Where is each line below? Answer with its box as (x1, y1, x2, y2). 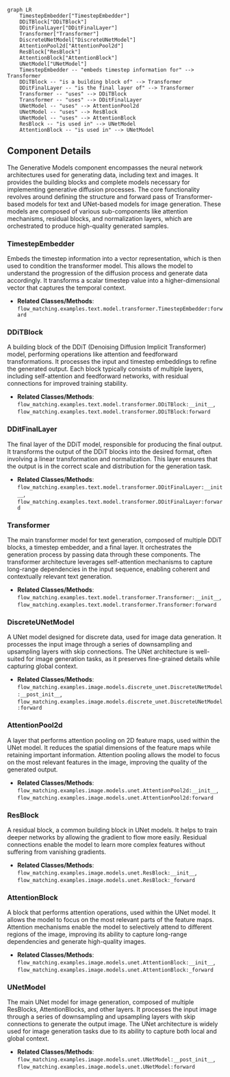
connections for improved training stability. (7, 380, 128, 388)
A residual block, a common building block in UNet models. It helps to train (7, 826, 218, 834)
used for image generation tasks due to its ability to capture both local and (7, 1027, 217, 1036)
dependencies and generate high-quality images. (7, 938, 146, 946)
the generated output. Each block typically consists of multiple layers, (7, 364, 204, 373)
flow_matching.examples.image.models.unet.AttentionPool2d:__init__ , (16, 786, 219, 794)
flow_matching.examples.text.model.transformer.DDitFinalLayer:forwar (16, 498, 223, 505)
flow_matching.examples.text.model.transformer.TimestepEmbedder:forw (16, 305, 223, 312)
